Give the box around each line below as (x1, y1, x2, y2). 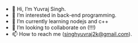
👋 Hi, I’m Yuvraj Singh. (11, 6, 66, 12)
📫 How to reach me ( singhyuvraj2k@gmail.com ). (11, 31, 132, 37)
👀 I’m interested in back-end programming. (11, 12, 117, 19)
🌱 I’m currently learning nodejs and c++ (11, 18, 109, 24)
